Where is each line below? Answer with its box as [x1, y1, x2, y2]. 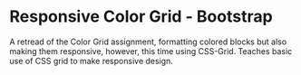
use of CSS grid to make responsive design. [9, 55, 174, 66]
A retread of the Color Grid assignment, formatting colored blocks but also [9, 36, 287, 47]
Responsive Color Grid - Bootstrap [9, 6, 274, 27]
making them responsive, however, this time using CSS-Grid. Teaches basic [9, 45, 293, 56]
